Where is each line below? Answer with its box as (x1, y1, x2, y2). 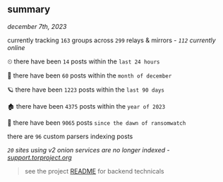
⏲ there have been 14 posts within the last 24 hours (7, 57, 160, 66)
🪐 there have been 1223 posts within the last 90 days (7, 85, 164, 94)
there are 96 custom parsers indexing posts (7, 132, 133, 140)
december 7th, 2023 (7, 22, 67, 30)
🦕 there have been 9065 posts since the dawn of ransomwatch (7, 118, 186, 127)
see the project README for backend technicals (24, 166, 164, 175)
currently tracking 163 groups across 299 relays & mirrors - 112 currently (7, 36, 217, 44)
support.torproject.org (7, 153, 72, 162)
